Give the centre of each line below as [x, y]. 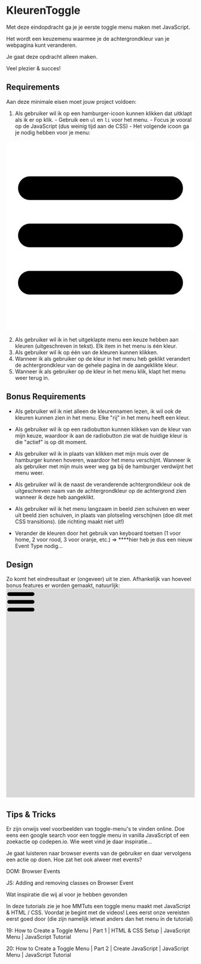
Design [20, 565]
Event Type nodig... [39, 546]
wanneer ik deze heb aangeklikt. [55, 497]
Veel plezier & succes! [33, 68]
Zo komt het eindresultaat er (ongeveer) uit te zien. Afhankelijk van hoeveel [99, 579]
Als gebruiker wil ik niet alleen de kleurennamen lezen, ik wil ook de [98, 411]
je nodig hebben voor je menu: [53, 132]
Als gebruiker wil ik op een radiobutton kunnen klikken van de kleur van [103, 429]
